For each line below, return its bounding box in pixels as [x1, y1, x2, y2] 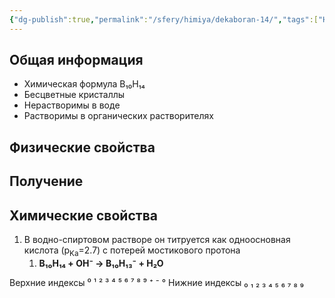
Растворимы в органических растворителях [23, 110, 214, 122]
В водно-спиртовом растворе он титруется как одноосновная [23, 234, 291, 246]
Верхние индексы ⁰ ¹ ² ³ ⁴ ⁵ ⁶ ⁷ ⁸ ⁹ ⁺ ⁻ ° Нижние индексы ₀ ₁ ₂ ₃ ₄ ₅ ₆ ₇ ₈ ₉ [9, 276, 304, 288]
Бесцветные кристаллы [23, 89, 126, 101]
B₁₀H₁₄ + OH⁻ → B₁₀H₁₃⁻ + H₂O [38, 257, 164, 269]
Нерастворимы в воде [23, 99, 121, 111]
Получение [9, 173, 84, 190]
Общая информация [9, 52, 144, 69]
